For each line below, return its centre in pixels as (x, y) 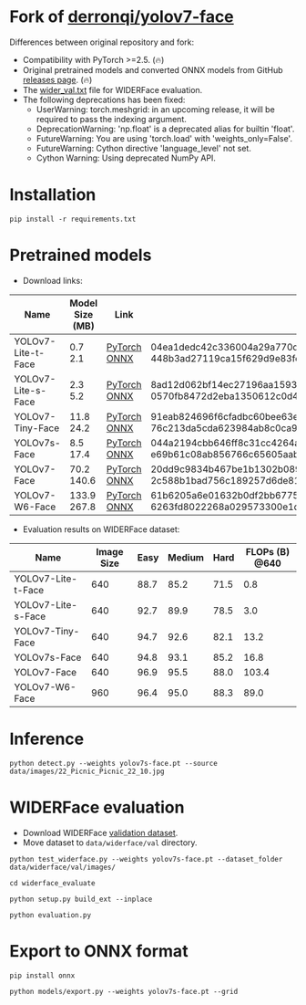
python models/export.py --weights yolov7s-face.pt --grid (124, 991)
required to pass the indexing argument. (111, 119)
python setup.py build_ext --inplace (81, 899)
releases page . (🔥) (57, 79)
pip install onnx (42, 975)
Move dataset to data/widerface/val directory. (110, 843)
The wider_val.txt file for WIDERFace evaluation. (112, 89)
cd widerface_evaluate (52, 883)
